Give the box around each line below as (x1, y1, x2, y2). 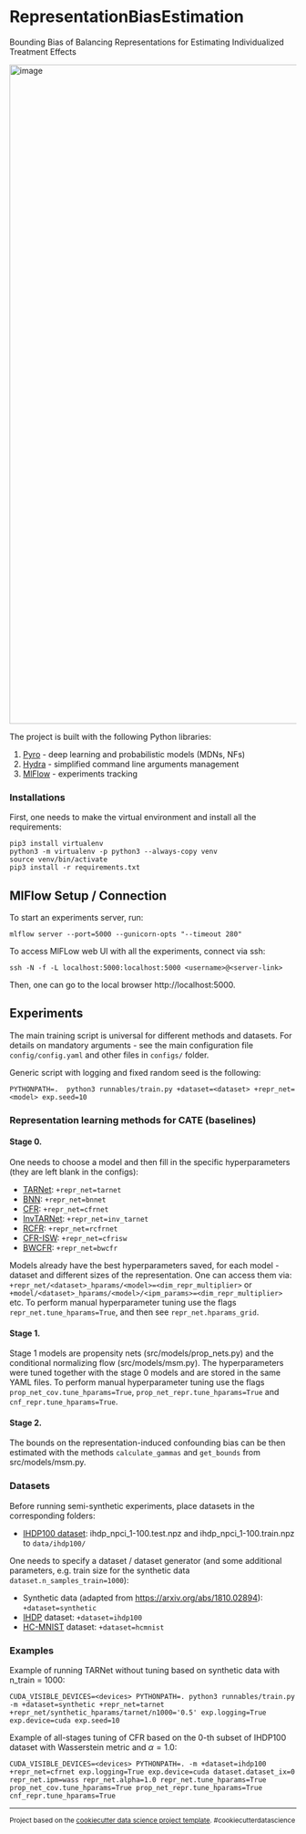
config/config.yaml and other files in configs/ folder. (9, 1049, 209, 1060)
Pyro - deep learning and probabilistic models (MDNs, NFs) (22, 748, 246, 759)
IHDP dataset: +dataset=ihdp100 (22, 1611, 143, 1622)
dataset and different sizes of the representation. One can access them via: (9, 1269, 292, 1280)
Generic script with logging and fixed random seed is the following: (9, 1067, 261, 1078)
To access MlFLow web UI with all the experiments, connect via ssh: (9, 946, 266, 957)
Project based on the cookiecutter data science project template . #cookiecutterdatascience (9, 1816, 296, 1825)
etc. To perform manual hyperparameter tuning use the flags (9, 1297, 237, 1308)
